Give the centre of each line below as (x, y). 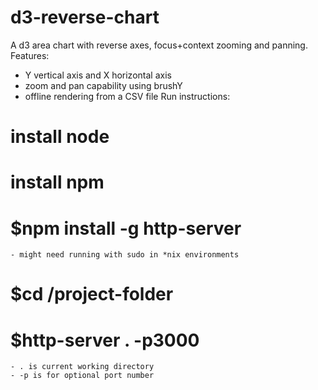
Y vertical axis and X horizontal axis (98, 75)
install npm (57, 182)
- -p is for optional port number (82, 376)
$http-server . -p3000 (105, 340)
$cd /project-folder (92, 294)
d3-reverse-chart (85, 17)
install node (60, 137)
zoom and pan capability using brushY (103, 85)
